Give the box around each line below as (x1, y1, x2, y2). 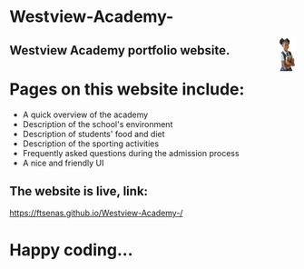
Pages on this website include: (9, 79, 245, 99)
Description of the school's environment (22, 118, 173, 129)
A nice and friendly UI (22, 157, 104, 168)
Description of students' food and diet (22, 128, 165, 139)
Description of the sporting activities (22, 138, 160, 149)
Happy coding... (9, 239, 133, 260)
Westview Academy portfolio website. (9, 43, 230, 58)
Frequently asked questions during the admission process (22, 147, 240, 158)
